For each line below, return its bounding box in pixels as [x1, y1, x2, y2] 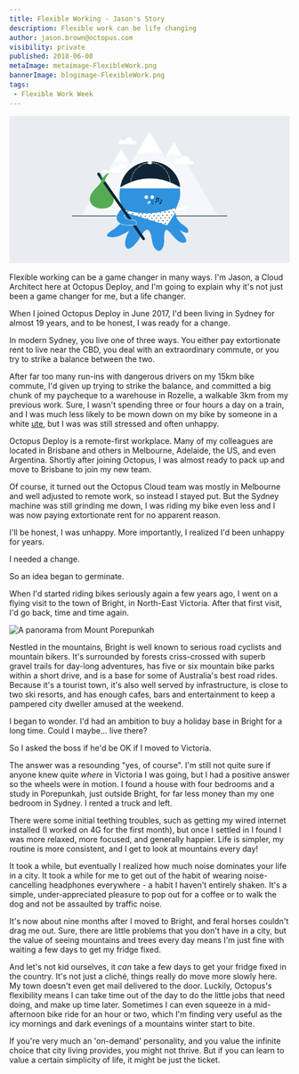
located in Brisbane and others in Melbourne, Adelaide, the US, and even [9, 446, 277, 456]
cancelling [9, 880, 47, 890]
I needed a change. [9, 553, 80, 565]
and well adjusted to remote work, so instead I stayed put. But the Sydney [9, 491, 279, 502]
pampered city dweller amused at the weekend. [9, 699, 184, 709]
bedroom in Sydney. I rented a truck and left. [9, 798, 173, 808]
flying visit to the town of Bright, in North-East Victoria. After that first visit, [9, 598, 282, 609]
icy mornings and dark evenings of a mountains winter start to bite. [9, 1019, 255, 1029]
